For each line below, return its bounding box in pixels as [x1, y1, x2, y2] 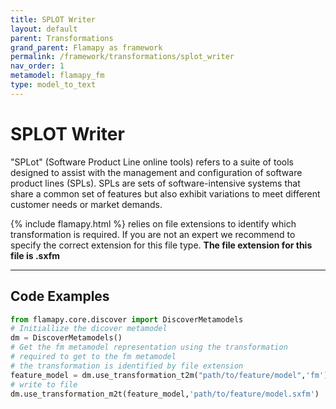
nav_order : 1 [10, 61, 65, 71]
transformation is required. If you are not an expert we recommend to [10, 228, 296, 240]
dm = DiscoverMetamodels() [10, 333, 123, 343]
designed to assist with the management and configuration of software [10, 166, 303, 178]
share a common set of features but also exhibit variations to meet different [10, 187, 321, 200]
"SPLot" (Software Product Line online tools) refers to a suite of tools [10, 156, 294, 168]
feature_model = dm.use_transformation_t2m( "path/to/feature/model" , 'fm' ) [10, 370, 329, 380]
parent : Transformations [10, 33, 114, 43]
